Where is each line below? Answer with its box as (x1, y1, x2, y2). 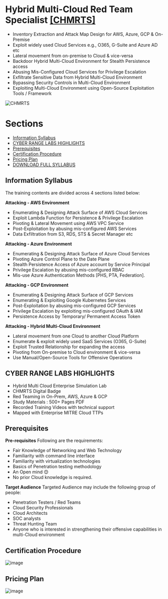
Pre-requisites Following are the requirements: (5, 437, 103, 444)
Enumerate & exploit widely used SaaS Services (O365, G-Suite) (12, 338, 147, 344)
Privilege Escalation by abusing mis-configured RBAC (12, 267, 124, 273)
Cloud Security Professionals (12, 505, 73, 511)
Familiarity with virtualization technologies (12, 458, 101, 464)
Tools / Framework (12, 90, 52, 96)
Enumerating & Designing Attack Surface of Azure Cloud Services (12, 250, 150, 256)
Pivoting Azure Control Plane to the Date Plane (12, 256, 110, 262)
